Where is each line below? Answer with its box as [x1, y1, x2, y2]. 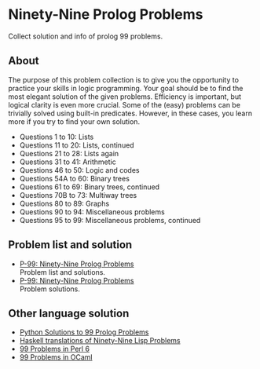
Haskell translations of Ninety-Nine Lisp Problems [19, 336, 181, 345]
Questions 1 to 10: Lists [19, 132, 94, 141]
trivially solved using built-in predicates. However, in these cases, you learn [8, 108, 253, 118]
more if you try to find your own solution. [8, 116, 140, 126]
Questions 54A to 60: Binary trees [19, 174, 130, 183]
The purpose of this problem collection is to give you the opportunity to [8, 75, 240, 84]
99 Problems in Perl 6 [19, 344, 90, 354]
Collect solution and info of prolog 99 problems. [8, 31, 163, 41]
